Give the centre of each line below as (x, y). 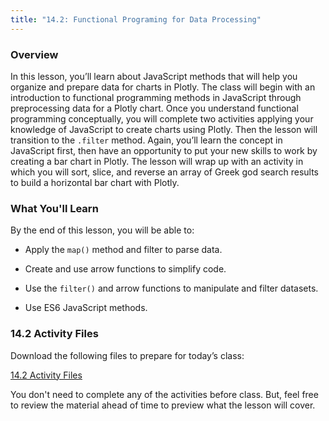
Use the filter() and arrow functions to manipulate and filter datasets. (171, 288)
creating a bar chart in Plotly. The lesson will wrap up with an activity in (157, 161)
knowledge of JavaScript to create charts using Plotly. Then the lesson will (164, 129)
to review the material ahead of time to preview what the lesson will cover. (163, 405)
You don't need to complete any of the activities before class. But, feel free (164, 394)
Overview (34, 54)
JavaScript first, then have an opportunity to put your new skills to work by (164, 150)
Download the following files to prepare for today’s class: (127, 355)
